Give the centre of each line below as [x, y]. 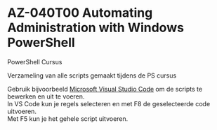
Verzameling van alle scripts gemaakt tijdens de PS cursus [92, 75]
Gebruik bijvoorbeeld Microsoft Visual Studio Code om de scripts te [105, 89]
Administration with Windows [96, 28]
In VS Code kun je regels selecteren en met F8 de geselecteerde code [109, 103]
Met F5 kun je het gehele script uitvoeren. [68, 118]
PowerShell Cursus [35, 62]
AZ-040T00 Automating [80, 13]
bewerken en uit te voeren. [46, 96]
